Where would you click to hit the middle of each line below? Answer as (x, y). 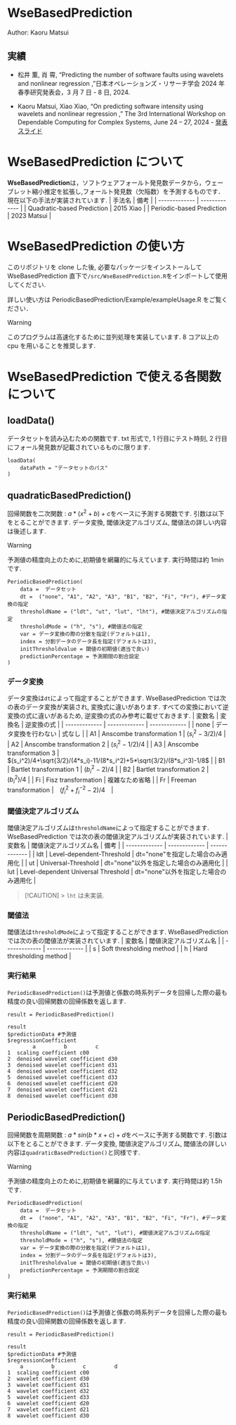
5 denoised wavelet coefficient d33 (63, 1077)
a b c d (69, 1366)
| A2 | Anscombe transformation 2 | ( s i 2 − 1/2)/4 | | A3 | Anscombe (103, 744)
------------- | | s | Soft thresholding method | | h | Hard (127, 949)
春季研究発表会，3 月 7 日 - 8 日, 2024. (74, 92)
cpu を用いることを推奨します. (52, 345)
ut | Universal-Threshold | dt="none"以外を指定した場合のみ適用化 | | (129, 863)
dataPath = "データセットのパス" (64, 468)
